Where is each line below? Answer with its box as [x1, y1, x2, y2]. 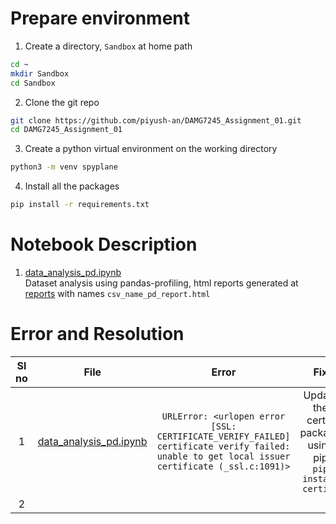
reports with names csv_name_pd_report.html [24, 288, 211, 299]
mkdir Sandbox [10, 68, 70, 79]
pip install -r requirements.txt [10, 200, 150, 210]
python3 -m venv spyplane [10, 162, 118, 172]
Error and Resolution [10, 323, 185, 346]
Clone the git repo [24, 96, 100, 108]
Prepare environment [10, 7, 190, 30]
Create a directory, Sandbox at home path [24, 40, 193, 52]
